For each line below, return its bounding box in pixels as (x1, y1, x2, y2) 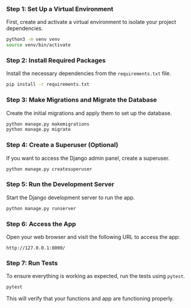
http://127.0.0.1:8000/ (6, 245, 66, 251)
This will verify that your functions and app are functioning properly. (6, 295, 174, 302)
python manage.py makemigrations (6, 121, 90, 127)
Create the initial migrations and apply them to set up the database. (6, 109, 172, 116)
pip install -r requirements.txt (6, 82, 90, 88)
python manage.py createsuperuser (6, 166, 93, 172)
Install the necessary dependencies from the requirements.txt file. (6, 70, 172, 77)
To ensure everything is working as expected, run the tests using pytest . (6, 273, 186, 280)
